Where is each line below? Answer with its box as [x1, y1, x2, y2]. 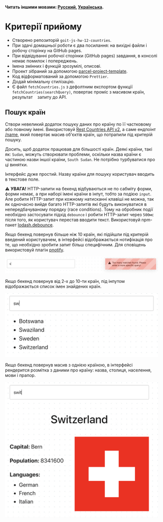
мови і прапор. [5, 372, 36, 378]
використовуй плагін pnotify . [5, 247, 65, 253]
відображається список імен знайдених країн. [5, 283, 102, 289]
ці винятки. [5, 162, 28, 168]
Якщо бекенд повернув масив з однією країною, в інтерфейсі [5, 362, 133, 368]
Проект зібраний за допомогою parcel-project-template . [12, 68, 128, 74]
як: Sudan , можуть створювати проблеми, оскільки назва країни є [5, 151, 142, 157]
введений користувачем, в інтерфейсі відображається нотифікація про [5, 236, 153, 242]
